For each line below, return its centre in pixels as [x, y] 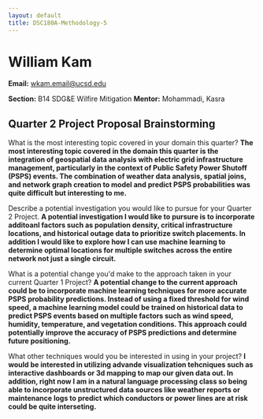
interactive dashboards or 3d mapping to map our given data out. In [121, 373]
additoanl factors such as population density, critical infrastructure [120, 225]
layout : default [35, 15]
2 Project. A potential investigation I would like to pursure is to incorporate [131, 217]
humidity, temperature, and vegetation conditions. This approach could [128, 324]
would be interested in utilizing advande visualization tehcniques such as [131, 365]
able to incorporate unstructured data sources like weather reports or [124, 390]
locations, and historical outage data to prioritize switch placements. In [127, 234]
